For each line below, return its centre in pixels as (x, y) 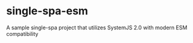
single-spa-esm (47, 11)
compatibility (22, 33)
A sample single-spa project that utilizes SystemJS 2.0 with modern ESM (97, 27)
